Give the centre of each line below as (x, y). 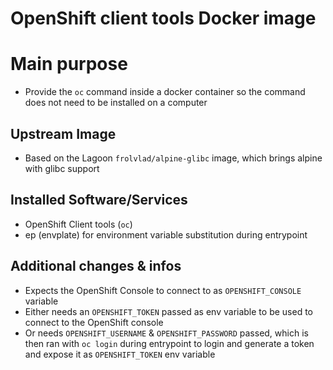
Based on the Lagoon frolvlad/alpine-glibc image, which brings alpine (173, 158)
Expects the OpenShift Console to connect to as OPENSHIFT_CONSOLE (163, 290)
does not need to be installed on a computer (116, 103)
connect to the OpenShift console (94, 322)
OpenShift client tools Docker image (163, 18)
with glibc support (62, 168)
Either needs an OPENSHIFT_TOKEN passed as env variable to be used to (168, 311)
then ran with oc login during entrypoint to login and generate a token (169, 343)
